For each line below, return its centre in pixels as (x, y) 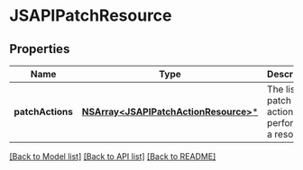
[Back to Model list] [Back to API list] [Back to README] (113, 157)
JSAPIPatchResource (91, 16)
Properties (40, 49)
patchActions (44, 112)
